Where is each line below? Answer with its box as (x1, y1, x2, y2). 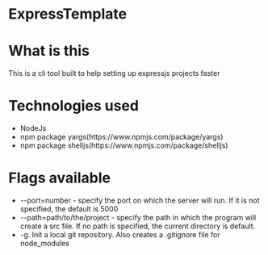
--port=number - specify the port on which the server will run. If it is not (19, 195, 260, 205)
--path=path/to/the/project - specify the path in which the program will (19, 213, 257, 222)
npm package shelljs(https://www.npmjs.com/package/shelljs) (19, 140, 228, 150)
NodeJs (19, 123, 47, 133)
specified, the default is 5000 (19, 204, 119, 214)
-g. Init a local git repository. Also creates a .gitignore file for (19, 230, 220, 239)
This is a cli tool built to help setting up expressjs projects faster (8, 69, 220, 78)
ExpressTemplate (8, 5, 128, 23)
